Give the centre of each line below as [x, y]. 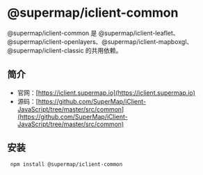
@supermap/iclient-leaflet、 [139, 33]
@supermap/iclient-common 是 [52, 33]
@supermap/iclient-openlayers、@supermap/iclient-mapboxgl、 [100, 41]
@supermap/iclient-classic [46, 50]
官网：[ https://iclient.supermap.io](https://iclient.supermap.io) [106, 93]
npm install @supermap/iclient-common [66, 164]
